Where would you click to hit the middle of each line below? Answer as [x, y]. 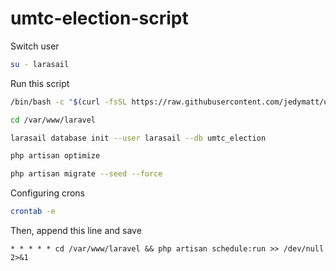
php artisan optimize [55, 156]
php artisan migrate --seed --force [86, 174]
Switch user [35, 46]
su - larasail [40, 64]
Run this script [40, 83]
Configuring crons [48, 193]
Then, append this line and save [76, 231]
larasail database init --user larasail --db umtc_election [138, 138]
